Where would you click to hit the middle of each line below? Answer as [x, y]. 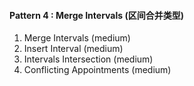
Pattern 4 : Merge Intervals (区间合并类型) [96, 15]
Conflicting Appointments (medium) [97, 70]
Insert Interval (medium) [73, 49]
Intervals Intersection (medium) [88, 59]
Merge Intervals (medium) [77, 38]
